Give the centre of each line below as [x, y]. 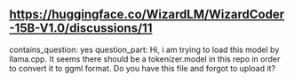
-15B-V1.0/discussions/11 [81, 29]
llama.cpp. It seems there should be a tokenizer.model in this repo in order [145, 59]
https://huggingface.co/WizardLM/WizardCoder [147, 15]
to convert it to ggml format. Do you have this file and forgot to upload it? [143, 68]
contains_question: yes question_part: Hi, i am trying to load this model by [144, 49]
